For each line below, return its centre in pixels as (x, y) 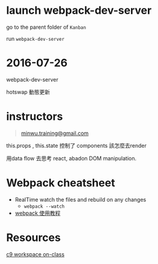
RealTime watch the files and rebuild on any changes (81, 199)
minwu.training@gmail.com (55, 133)
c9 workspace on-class (35, 254)
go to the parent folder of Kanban (46, 27)
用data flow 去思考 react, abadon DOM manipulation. (71, 158)
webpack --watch (44, 206)
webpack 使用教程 (38, 213)
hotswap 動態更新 (28, 92)
